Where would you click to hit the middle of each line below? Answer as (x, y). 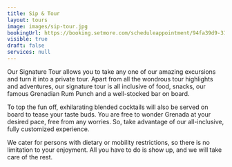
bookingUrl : (24, 33)
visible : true (28, 39)
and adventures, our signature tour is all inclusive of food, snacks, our (106, 86)
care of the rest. (30, 157)
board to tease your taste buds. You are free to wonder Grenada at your (109, 114)
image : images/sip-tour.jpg (48, 26)
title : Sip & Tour (33, 13)
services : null (29, 52)
